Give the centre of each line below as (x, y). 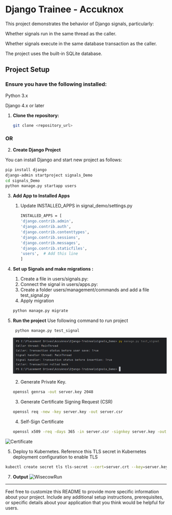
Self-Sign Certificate (42, 422)
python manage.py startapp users (41, 186)
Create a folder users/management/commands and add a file (85, 290)
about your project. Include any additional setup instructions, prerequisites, (84, 497)
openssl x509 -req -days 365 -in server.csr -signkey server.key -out (90, 432)
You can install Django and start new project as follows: (64, 160)
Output (20, 476)
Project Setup (28, 70)
